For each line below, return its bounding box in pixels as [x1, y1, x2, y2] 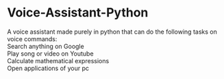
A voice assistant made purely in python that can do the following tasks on [7, 27, 217, 36]
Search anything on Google [7, 42, 84, 50]
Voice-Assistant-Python [7, 5, 149, 21]
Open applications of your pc [7, 64, 89, 72]
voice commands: [7, 34, 58, 43]
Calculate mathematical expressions [7, 56, 110, 65]
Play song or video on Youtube [7, 49, 94, 58]
